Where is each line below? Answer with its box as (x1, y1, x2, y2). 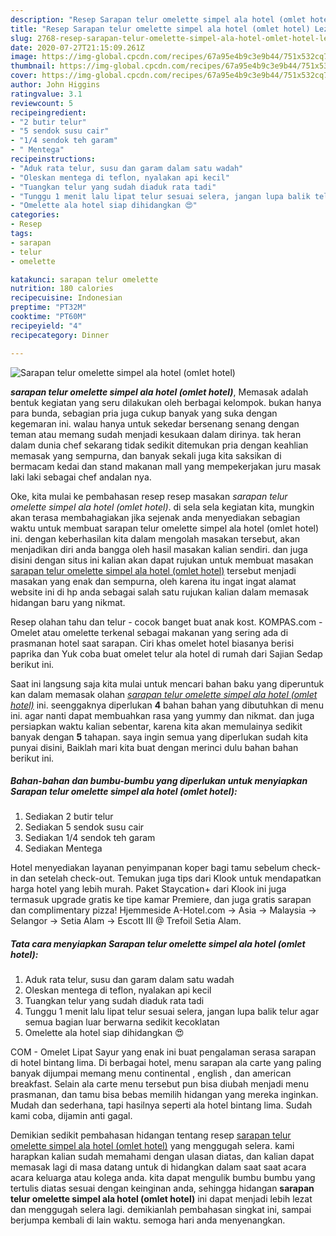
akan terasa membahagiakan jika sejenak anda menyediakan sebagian (10, 511, 301, 523)
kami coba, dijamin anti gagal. (10, 1110, 133, 1122)
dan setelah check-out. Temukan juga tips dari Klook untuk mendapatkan (19, 872, 322, 885)
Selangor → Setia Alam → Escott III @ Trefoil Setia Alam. (10, 915, 242, 927)
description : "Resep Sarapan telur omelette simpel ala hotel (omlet (10, 14, 307, 25)
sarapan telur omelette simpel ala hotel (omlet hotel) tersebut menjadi (10, 564, 297, 576)
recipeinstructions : (10, 154, 97, 164)
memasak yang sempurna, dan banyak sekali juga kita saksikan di (10, 449, 282, 461)
